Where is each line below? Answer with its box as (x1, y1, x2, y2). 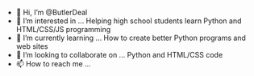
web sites (15, 42, 48, 51)
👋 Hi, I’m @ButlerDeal (15, 8, 88, 17)
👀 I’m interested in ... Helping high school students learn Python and (15, 16, 242, 26)
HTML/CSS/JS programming (15, 25, 111, 34)
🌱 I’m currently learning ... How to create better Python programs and (15, 33, 246, 42)
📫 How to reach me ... (15, 59, 91, 68)
